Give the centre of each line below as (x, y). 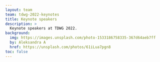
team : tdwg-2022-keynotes (32, 14)
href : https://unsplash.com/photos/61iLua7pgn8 (60, 47)
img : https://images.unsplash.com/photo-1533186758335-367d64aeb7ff (83, 38)
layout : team (19, 10)
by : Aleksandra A (28, 42)
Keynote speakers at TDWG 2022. (44, 28)
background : (18, 33)
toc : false (17, 51)
